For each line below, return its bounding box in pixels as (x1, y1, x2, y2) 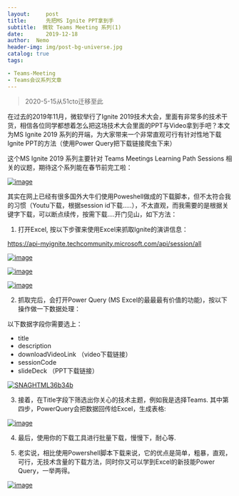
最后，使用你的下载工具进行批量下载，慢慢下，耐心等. (17, 433, 176, 442)
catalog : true (7, 51, 50, 58)
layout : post (7, 10, 59, 18)
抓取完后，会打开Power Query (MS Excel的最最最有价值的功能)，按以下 (17, 295, 228, 304)
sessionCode (17, 358, 57, 366)
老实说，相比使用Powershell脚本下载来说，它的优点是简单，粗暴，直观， (17, 448, 232, 457)
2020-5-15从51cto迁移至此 (24, 97, 103, 106)
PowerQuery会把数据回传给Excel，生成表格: (36, 404, 166, 413)
